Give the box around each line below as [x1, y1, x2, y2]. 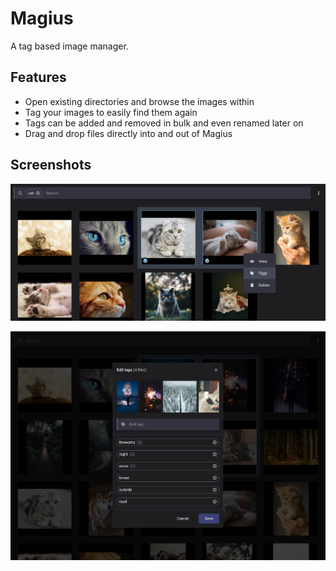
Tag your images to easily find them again [24, 106, 198, 118]
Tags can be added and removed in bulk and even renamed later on [24, 117, 304, 129]
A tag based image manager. [10, 40, 129, 52]
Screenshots [10, 157, 92, 174]
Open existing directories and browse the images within [24, 95, 255, 107]
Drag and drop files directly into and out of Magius [24, 127, 233, 139]
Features [10, 69, 67, 86]
